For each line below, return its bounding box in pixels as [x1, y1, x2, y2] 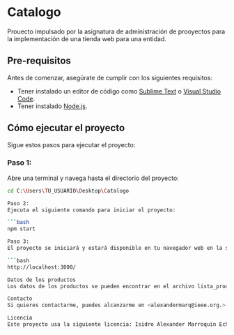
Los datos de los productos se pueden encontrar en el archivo [7, 283, 195, 290]
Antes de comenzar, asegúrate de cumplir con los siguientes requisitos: [7, 73, 212, 82]
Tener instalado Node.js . [17, 102, 88, 110]
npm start [7, 225, 36, 232]
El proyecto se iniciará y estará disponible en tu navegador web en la [7, 245, 223, 252]
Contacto [7, 295, 33, 302]
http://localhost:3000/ [7, 263, 77, 271]
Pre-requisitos [7, 55, 72, 67]
